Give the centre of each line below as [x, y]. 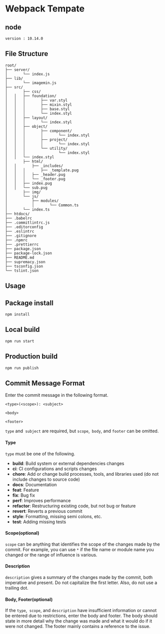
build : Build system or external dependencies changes [68, 463]
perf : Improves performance [41, 500]
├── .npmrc [16, 240]
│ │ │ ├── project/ [37, 140]
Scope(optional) [22, 533]
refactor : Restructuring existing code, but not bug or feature [74, 506]
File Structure [27, 54]
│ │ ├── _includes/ [34, 166]
